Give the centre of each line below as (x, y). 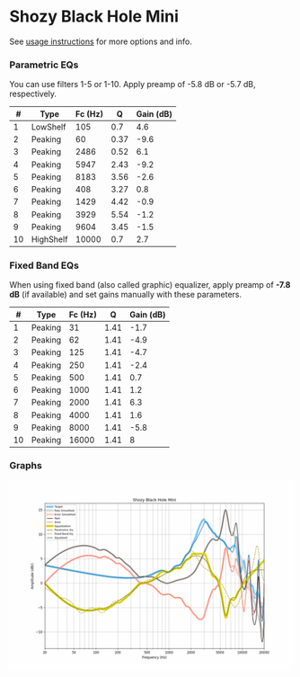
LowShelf (49, 127)
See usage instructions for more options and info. (101, 41)
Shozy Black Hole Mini (94, 17)
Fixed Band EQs (44, 265)
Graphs (26, 466)
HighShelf (49, 239)
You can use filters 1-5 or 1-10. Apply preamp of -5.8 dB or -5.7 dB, (132, 85)
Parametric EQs (44, 65)
